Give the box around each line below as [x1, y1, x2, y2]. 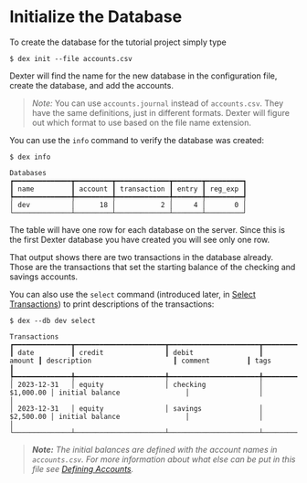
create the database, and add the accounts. [9, 79, 174, 90]
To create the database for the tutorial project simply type [9, 37, 227, 47]
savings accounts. [9, 271, 79, 282]
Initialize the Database [9, 6, 183, 27]
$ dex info [9, 152, 51, 162]
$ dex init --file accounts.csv [9, 54, 132, 63]
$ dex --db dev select [9, 316, 96, 325]
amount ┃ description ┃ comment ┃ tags [9, 356, 272, 365]
